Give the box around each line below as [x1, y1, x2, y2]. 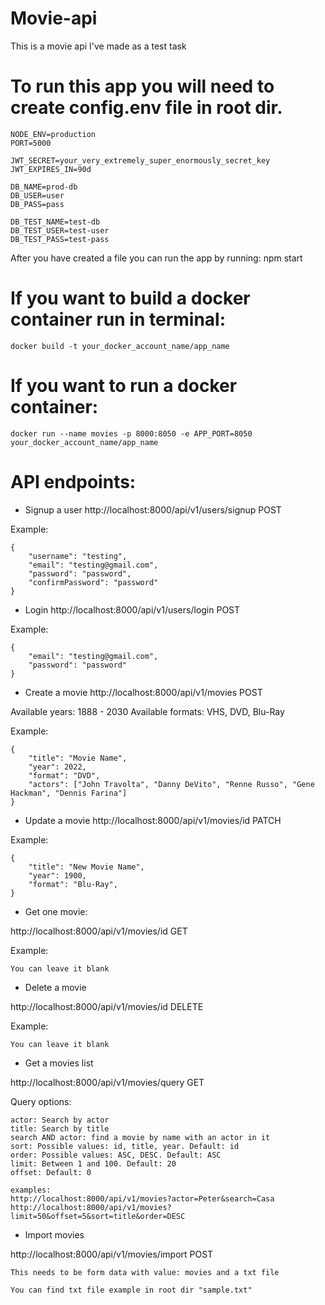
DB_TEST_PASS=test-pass [10, 234, 110, 244]
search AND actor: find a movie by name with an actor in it [10, 1132, 271, 1142]
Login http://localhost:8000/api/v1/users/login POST [24, 603, 241, 616]
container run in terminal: [10, 308, 227, 331]
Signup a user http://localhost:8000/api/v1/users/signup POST [24, 503, 282, 516]
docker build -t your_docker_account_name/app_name [10, 341, 230, 351]
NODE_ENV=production [10, 129, 97, 139]
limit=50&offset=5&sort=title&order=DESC [10, 1211, 186, 1221]
